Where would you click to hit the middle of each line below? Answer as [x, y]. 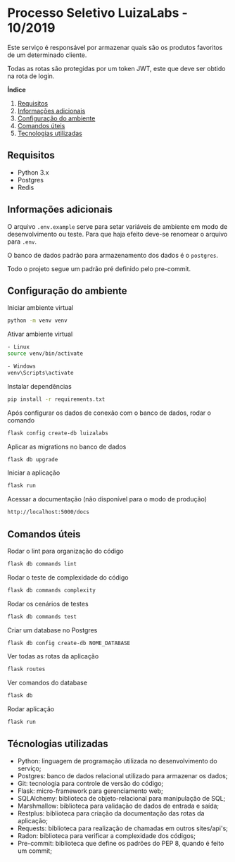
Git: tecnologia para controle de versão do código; [90, 783]
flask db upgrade [33, 459]
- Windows [22, 366]
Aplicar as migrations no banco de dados [67, 446]
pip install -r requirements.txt [56, 399]
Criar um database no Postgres [52, 630]
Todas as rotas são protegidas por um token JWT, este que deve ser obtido [116, 68]
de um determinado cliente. [47, 55]
